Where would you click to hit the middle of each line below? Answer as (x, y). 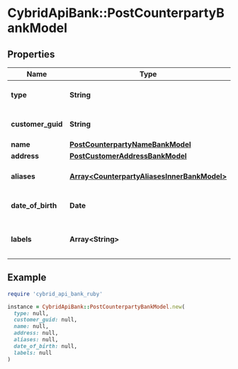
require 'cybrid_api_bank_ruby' (55, 294)
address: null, (36, 333)
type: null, (32, 313)
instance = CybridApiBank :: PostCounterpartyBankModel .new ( (96, 307)
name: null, (32, 327)
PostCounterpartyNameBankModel (130, 144)
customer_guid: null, (46, 320)
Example (27, 278)
